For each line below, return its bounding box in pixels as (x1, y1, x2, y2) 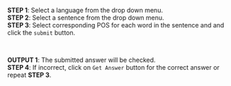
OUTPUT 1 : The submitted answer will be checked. (7, 56, 156, 64)
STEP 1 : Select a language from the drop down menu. (7, 6, 163, 14)
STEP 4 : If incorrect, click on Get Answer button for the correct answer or (7, 63, 220, 71)
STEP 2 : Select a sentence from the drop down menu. (7, 13, 164, 22)
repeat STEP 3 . (7, 70, 52, 79)
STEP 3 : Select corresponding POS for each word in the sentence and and (7, 21, 225, 29)
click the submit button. (7, 28, 76, 37)
